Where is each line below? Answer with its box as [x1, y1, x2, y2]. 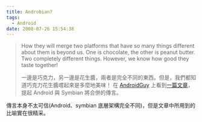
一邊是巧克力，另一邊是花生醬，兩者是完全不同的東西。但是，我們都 [21, 74, 191, 82]
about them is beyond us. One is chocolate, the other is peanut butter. [21, 49, 195, 56]
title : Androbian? [6, 8, 53, 15]
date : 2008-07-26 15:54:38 [6, 25, 74, 32]
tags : [6, 14, 20, 21]
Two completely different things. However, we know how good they [21, 55, 189, 62]
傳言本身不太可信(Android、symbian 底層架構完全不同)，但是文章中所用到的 [6, 102, 195, 109]
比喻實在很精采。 [6, 109, 49, 117]
